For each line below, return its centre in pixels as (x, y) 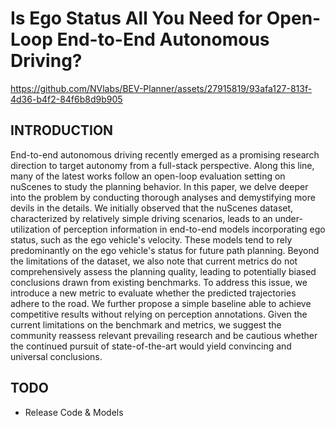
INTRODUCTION (62, 130)
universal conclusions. (56, 356)
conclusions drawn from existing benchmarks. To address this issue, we (159, 282)
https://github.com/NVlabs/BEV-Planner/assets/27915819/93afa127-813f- (161, 88)
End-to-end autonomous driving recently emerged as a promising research (165, 154)
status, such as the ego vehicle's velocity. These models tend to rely (151, 239)
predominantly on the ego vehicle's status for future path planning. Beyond (165, 250)
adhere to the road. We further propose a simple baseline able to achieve (161, 303)
